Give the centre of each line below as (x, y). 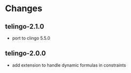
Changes (24, 9)
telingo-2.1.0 (25, 27)
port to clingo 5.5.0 (31, 38)
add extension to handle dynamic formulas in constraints (69, 65)
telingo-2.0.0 (26, 53)
